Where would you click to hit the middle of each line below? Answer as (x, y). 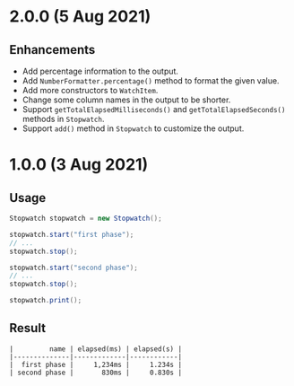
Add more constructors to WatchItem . (90, 90)
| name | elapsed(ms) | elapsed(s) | (95, 349)
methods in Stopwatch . (63, 119)
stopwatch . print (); (46, 301)
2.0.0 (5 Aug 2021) (80, 17)
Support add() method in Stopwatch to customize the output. (133, 128)
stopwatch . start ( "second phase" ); (74, 268)
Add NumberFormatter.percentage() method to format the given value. (151, 81)
